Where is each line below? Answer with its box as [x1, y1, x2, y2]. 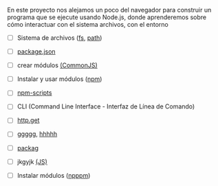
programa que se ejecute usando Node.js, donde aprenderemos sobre [7, 13, 207, 21]
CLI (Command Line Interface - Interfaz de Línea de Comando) [17, 102, 195, 111]
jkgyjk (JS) [17, 157, 48, 165]
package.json [17, 47, 56, 56]
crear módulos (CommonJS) [17, 61, 98, 69]
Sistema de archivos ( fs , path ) [17, 34, 102, 42]
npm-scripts [17, 89, 52, 97]
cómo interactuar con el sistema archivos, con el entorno [7, 21, 168, 28]
